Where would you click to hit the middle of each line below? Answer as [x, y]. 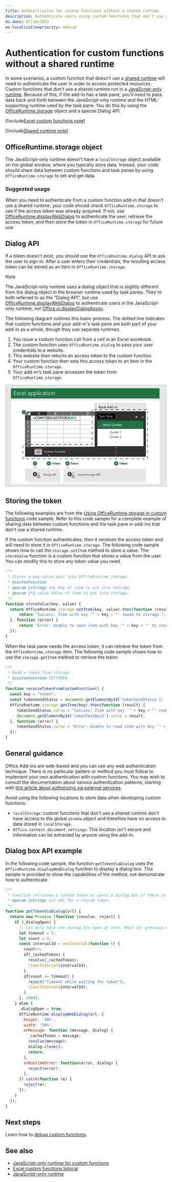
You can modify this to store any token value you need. [63, 561]
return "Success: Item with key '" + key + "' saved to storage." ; [92, 615]
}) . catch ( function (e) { [45, 1079]
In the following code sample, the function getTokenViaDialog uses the [79, 863]
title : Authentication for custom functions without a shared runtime [82, 11]
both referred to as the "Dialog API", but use [52, 298]
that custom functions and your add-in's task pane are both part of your [81, 324]
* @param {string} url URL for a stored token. [59, 901]
